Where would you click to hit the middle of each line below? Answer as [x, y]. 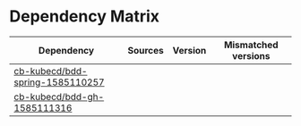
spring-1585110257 [59, 82]
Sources [146, 50]
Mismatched [251, 45]
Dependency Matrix [84, 17]
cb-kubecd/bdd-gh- [59, 97]
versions [251, 55]
